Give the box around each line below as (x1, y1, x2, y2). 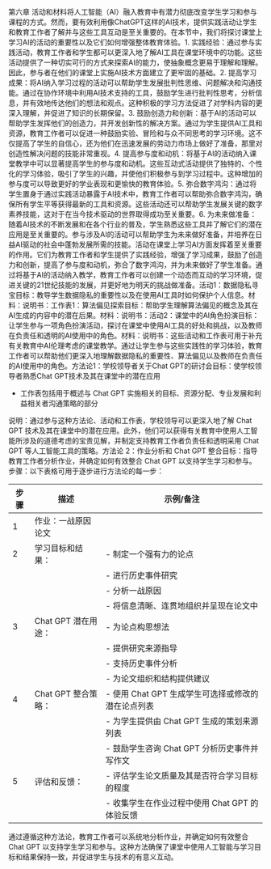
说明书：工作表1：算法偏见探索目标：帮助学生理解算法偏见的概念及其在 (22, 300, 259, 310)
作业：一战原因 (34, 515, 91, 526)
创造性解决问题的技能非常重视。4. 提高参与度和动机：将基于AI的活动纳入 (8, 149, 250, 158)
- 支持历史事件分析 (105, 658, 178, 669)
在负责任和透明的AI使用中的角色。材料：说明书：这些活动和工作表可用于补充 (8, 331, 263, 340)
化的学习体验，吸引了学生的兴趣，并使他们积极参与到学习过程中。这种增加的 (8, 169, 263, 178)
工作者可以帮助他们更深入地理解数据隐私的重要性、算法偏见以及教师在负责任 (8, 351, 263, 360)
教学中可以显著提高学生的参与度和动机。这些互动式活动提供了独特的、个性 (15, 159, 263, 168)
